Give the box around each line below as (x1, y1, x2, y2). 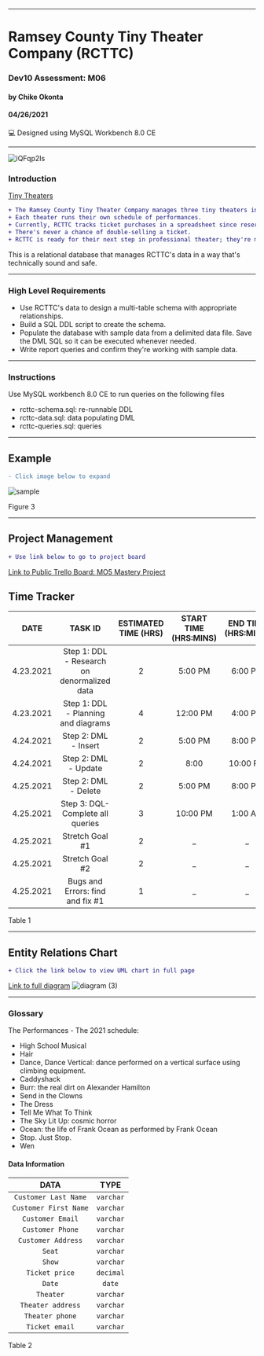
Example (8, 451, 52, 465)
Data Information (8, 1159, 65, 1168)
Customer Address (18, 1236, 83, 1244)
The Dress (19, 1100, 53, 1109)
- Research (64, 656, 107, 667)
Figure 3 (8, 502, 35, 511)
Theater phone (24, 1311, 77, 1321)
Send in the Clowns (19, 1091, 83, 1101)
